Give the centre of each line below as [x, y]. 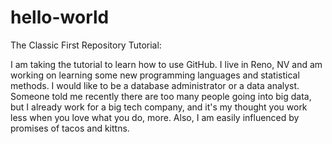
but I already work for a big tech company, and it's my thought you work [159, 107]
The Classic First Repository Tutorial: [86, 45]
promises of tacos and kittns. [70, 128]
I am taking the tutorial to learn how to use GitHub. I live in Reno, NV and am [166, 64]
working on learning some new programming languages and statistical [155, 75]
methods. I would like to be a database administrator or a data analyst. [155, 85]
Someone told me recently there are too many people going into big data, [161, 96]
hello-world [60, 17]
